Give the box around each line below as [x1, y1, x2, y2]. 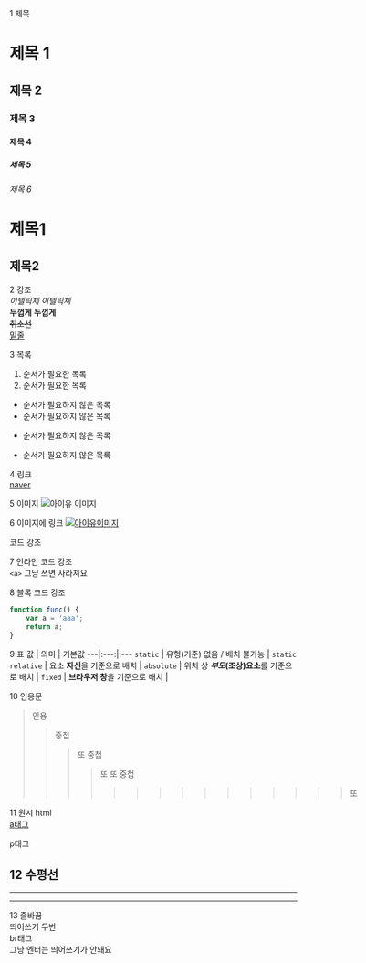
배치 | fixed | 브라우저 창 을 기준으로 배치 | [18, 671, 169, 682]
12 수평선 [9, 866, 59, 883]
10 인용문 [9, 690, 43, 701]
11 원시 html [9, 807, 52, 818]
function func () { [9, 605, 79, 614]
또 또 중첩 [99, 768, 135, 779]
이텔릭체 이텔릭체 [9, 296, 71, 307]
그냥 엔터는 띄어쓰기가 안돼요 [9, 944, 112, 956]
